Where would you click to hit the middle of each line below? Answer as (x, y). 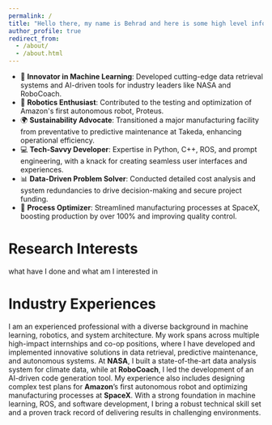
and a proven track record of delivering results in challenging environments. (135, 412)
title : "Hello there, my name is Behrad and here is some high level (128, 23)
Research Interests (73, 249)
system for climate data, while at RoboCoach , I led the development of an (131, 369)
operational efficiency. (57, 140)
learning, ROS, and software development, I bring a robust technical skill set (135, 404)
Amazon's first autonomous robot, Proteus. (92, 111)
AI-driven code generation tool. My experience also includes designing (127, 378)
